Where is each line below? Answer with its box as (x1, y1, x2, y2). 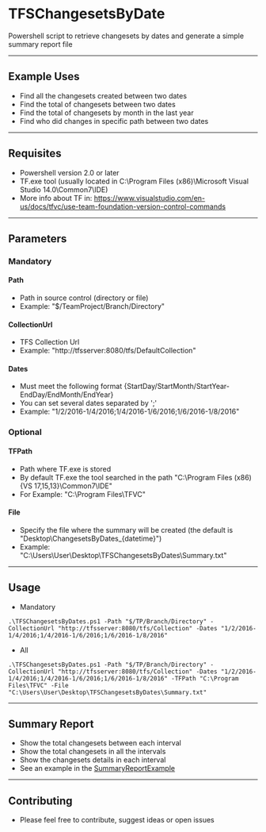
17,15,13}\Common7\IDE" (34, 481, 112, 491)
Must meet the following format (19, 382, 123, 391)
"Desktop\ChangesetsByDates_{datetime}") (19, 533, 162, 543)
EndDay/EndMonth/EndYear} (19, 390, 114, 399)
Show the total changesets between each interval (19, 738, 182, 748)
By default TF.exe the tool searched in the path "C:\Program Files (19, 472, 233, 482)
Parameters (8, 232, 67, 245)
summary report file (8, 39, 73, 48)
